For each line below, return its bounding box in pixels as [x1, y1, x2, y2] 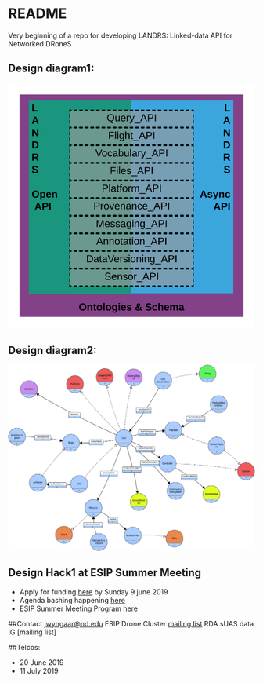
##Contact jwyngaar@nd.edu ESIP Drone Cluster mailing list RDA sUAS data [8, 619, 254, 628]
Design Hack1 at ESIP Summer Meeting [8, 566, 202, 579]
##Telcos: [8, 642, 41, 652]
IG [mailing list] [8, 627, 57, 637]
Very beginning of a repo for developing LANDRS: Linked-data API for [8, 31, 233, 40]
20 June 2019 [19, 657, 64, 667]
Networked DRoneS [8, 38, 72, 48]
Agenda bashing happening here [19, 595, 125, 604]
